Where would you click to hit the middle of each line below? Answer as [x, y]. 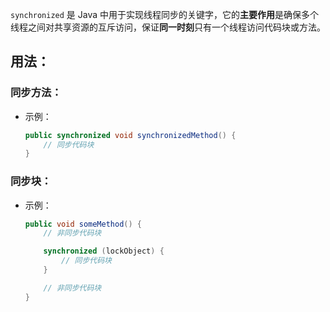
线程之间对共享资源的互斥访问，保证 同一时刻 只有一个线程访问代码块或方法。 [168, 27]
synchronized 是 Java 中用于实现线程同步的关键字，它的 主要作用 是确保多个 [165, 14]
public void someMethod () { [83, 224]
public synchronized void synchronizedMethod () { [130, 135]
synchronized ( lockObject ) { [104, 251]
